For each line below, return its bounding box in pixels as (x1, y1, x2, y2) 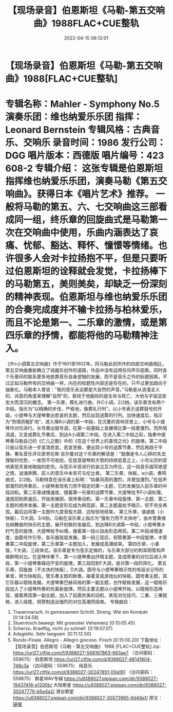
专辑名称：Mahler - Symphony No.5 (5, 98, 160, 110)
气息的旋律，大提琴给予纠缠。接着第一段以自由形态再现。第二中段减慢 (9, 528, 158, 534)
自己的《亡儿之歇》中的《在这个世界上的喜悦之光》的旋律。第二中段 (23, 438, 167, 444)
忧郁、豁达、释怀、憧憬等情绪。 (23, 240, 159, 252)
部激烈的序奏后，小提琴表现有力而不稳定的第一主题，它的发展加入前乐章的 (5, 483, 163, 489)
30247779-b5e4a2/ (12, 688, 55, 695)
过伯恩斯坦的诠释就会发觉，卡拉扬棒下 (5, 265, 168, 277)
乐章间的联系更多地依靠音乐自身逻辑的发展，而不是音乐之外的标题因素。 (9, 373, 163, 380)
